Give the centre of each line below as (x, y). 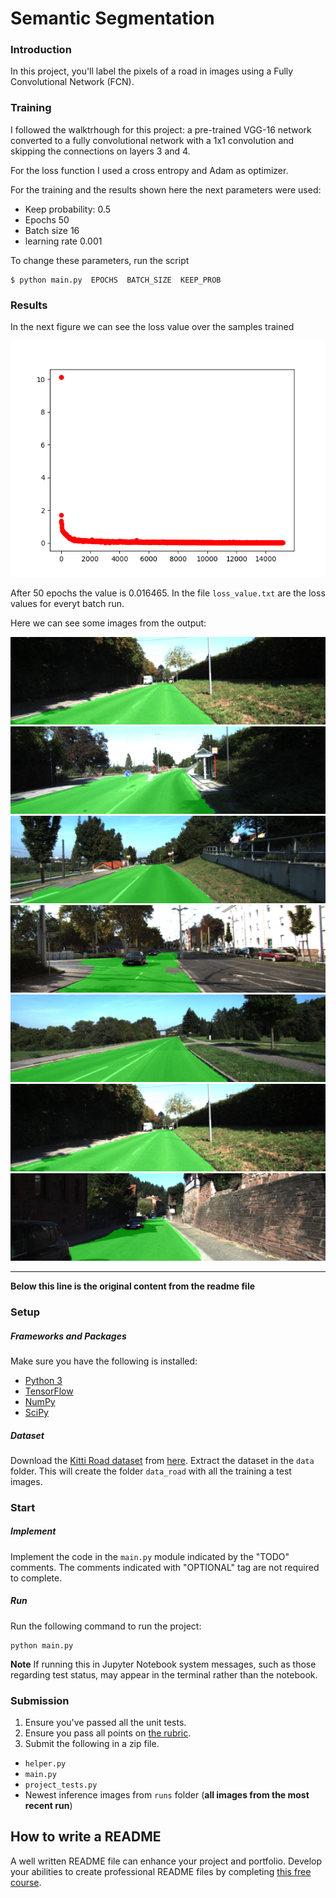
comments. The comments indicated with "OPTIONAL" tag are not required (165, 1567)
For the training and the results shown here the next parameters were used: (166, 189)
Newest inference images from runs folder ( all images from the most (167, 1795)
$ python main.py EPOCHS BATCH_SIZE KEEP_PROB (116, 280)
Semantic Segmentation (112, 18)
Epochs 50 (47, 219)
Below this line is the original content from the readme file (133, 1286)
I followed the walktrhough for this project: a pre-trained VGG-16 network (161, 129)
